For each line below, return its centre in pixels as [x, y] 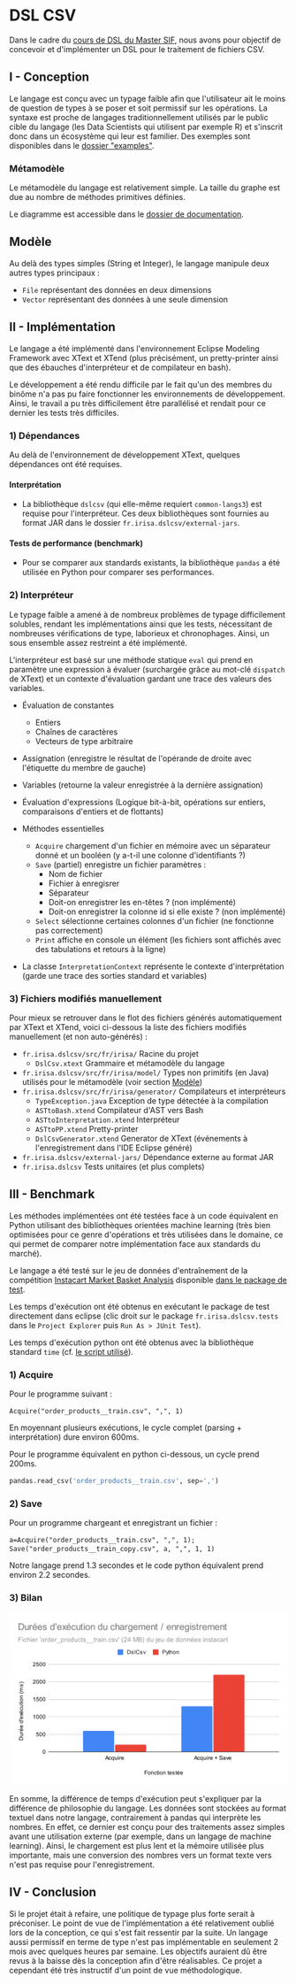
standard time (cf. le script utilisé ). [72, 1351]
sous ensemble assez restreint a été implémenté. [99, 642]
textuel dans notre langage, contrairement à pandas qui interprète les [135, 1818]
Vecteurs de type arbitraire [84, 741]
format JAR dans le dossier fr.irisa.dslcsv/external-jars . [131, 523]
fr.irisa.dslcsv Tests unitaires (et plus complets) [113, 1166]
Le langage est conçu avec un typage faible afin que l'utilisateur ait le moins [148, 98]
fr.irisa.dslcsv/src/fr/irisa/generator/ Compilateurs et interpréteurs [154, 1091]
